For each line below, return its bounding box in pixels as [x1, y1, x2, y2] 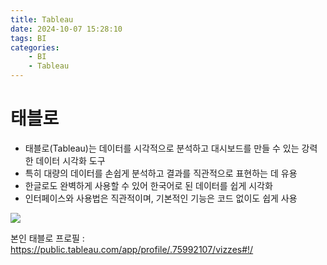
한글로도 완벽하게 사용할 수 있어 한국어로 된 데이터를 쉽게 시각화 [24, 179, 273, 191]
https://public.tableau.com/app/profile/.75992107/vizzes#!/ [10, 243, 254, 255]
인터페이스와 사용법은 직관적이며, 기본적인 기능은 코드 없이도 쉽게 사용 [24, 192, 298, 204]
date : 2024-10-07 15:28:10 [10, 24, 123, 34]
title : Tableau [10, 14, 74, 25]
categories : [10, 42, 60, 53]
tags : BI [10, 33, 47, 43]
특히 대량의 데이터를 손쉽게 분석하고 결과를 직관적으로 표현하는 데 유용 [24, 167, 298, 179]
